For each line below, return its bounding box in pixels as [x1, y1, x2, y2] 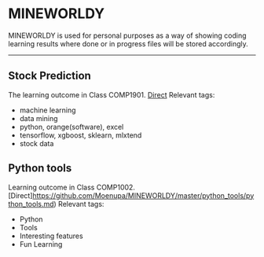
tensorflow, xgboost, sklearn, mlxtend [19, 130, 142, 140]
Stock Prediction [8, 69, 92, 83]
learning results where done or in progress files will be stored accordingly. [8, 39, 249, 48]
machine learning [19, 105, 76, 115]
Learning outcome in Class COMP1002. [8, 182, 136, 192]
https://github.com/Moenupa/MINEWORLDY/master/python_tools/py [32, 190, 255, 200]
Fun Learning [19, 239, 63, 248]
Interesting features [19, 231, 84, 240]
